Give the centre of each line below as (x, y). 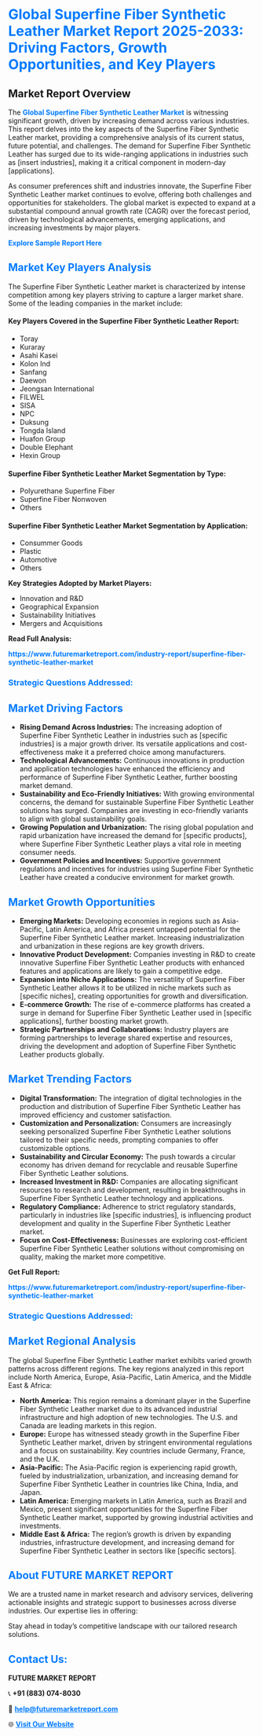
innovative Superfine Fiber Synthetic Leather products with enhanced (132, 962)
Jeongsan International (57, 389)
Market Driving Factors (66, 708)
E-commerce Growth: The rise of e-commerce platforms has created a (135, 1004)
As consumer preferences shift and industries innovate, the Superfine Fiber (130, 186)
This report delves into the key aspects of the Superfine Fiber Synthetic (124, 129)
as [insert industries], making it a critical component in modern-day (117, 162)
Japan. (31, 1492)
